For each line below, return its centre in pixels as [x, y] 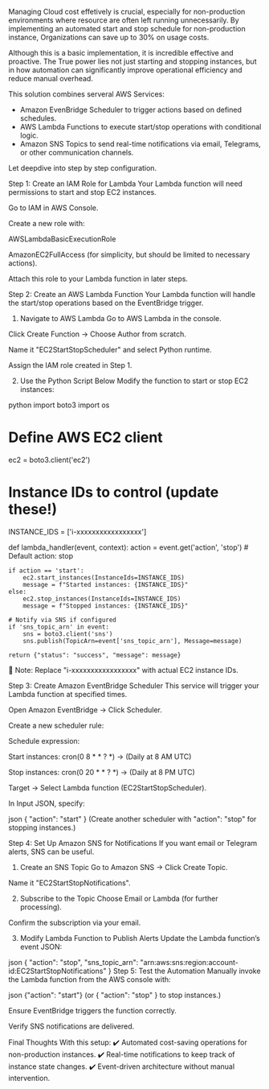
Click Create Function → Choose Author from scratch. [98, 334]
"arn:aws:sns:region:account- [189, 962]
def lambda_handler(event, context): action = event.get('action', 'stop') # [128, 547]
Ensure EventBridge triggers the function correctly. [92, 1010]
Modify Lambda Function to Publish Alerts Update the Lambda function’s [140, 938]
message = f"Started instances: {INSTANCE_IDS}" [106, 584]
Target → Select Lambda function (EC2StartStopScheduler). [108, 787]
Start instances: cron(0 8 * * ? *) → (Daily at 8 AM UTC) [100, 757]
